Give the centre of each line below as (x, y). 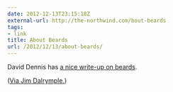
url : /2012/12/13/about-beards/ (55, 47)
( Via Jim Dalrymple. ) (37, 81)
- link (17, 34)
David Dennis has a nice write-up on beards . (72, 67)
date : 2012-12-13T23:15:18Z (49, 14)
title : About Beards (38, 40)
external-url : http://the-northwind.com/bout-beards (87, 21)
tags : (15, 27)
